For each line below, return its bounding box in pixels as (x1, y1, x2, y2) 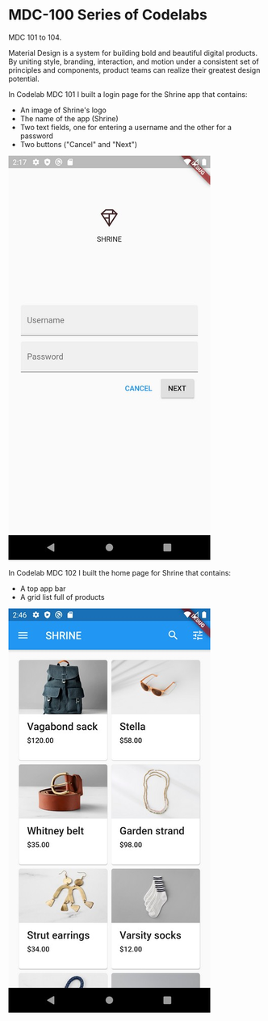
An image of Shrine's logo (19, 105, 107, 115)
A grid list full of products (19, 592, 105, 601)
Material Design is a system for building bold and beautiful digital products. (8, 48, 258, 57)
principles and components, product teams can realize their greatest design (8, 65, 261, 74)
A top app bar (19, 584, 66, 593)
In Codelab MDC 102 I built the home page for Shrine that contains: (8, 567, 232, 577)
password (19, 131, 54, 141)
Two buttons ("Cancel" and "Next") (19, 139, 138, 149)
